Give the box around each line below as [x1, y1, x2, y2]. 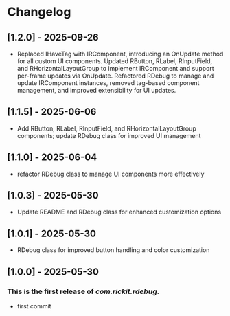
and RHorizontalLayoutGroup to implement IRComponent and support [16, 65, 214, 72]
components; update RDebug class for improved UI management [16, 131, 201, 139]
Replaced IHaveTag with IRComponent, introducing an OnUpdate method [16, 49, 224, 58]
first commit [16, 302, 51, 310]
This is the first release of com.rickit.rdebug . [7, 286, 160, 296]
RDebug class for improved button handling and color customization [16, 246, 210, 254]
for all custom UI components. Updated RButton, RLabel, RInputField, [16, 57, 213, 65]
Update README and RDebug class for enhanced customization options [16, 207, 222, 216]
